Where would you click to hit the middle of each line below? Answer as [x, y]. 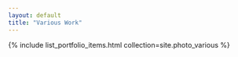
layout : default [35, 15]
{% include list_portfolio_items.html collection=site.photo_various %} [119, 45]
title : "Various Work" [45, 23]
